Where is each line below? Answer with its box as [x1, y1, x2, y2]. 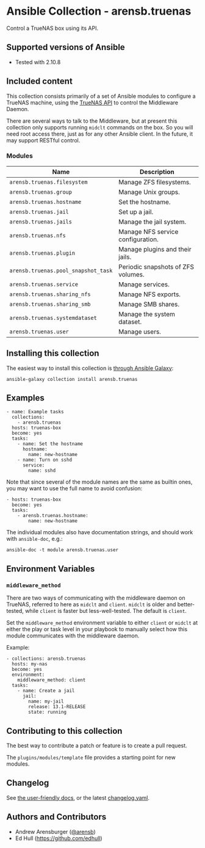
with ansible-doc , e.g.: [6, 535, 63, 543]
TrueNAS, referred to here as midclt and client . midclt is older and [6, 601, 176, 608]
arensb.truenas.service [9, 281, 79, 288]
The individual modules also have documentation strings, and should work [6, 529, 193, 536]
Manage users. [118, 327, 162, 336]
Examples [6, 393, 45, 404]
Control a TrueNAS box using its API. [6, 24, 99, 32]
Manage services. [118, 280, 170, 288]
